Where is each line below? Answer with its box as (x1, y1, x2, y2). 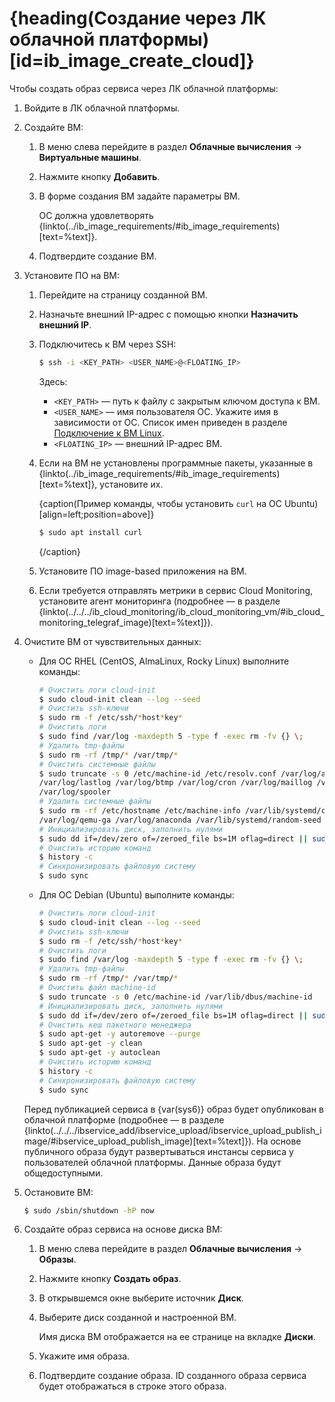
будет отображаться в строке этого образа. (38, 1380, 227, 1392)
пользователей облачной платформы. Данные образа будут (23, 1156, 282, 1168)
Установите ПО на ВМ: (23, 269, 121, 281)
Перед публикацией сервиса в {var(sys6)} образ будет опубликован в (23, 1103, 324, 1115)
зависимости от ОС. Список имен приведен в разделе (53, 416, 288, 428)
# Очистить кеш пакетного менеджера (38, 1020, 192, 1030)
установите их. (99, 478, 164, 490)
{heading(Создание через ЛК (9, 7, 267, 30)
